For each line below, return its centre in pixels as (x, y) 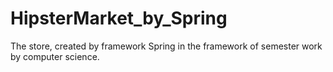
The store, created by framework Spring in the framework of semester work (166, 46)
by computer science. (55, 56)
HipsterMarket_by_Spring (119, 18)
